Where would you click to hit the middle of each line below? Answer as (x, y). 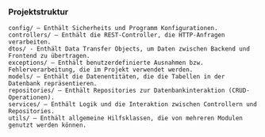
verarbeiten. (30, 42)
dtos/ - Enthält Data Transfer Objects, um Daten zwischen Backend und (129, 49)
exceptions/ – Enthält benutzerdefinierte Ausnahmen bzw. (106, 63)
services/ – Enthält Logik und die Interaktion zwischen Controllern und (133, 105)
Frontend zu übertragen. (49, 56)
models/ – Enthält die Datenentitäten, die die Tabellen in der (117, 77)
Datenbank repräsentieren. (53, 84)
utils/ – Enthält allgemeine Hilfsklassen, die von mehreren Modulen (126, 118)
